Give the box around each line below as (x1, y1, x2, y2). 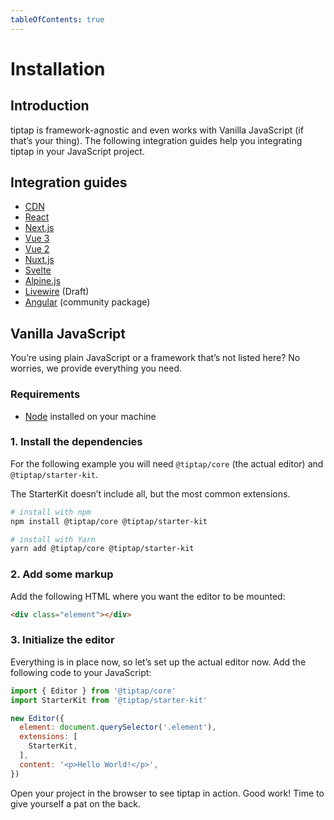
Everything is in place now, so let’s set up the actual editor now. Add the (10, 656, 307, 668)
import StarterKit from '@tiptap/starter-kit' (10, 695, 208, 705)
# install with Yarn (10, 534, 97, 545)
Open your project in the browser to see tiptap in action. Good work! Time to (10, 787, 325, 799)
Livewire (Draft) (24, 286, 90, 298)
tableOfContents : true (10, 14, 105, 25)
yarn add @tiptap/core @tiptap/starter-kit (10, 544, 195, 554)
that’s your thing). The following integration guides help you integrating (10, 134, 303, 146)
